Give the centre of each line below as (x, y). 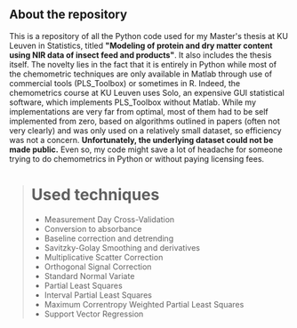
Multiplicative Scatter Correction (104, 257)
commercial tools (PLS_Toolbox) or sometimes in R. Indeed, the (125, 83)
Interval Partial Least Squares (98, 295)
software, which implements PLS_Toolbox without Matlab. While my (132, 102)
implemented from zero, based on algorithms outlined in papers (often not (144, 121)
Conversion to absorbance (93, 228)
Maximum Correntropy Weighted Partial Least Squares (144, 304)
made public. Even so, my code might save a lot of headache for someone (146, 149)
